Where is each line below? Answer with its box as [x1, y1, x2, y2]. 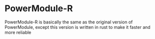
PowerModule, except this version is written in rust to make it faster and [4, 24, 151, 30]
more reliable [4, 29, 32, 35]
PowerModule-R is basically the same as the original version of [4, 19, 133, 25]
